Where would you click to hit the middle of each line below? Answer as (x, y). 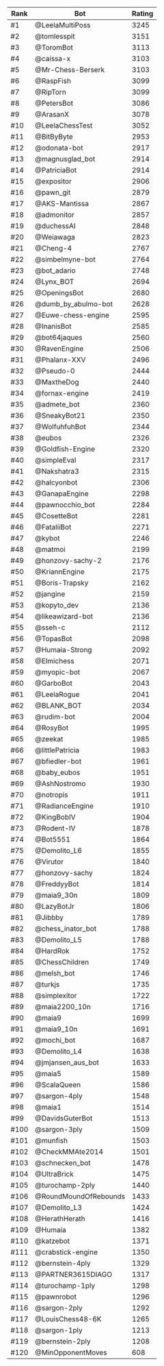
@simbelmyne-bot (65, 259)
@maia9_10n (56, 1029)
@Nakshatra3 (57, 471)
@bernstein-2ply (63, 1341)
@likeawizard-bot (64, 616)
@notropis (52, 795)
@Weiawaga (55, 237)
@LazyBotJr (55, 906)
